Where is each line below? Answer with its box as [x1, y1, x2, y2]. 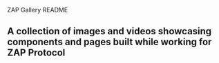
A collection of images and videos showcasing [7, 25, 212, 37]
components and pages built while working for [7, 36, 212, 48]
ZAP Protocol [7, 47, 66, 59]
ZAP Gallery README [7, 6, 68, 14]
